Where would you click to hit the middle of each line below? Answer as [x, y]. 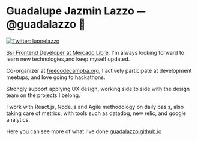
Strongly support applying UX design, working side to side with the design [98, 89]
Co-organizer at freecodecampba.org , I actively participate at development [99, 70]
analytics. [18, 119]
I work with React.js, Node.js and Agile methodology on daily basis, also [95, 107]
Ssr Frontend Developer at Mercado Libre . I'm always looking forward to [95, 52]
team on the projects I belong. [43, 95]
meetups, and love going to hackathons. [56, 77]
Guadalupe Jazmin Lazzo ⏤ [76, 11]
